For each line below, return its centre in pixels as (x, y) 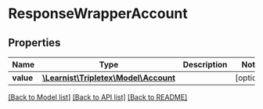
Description (205, 65)
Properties (34, 43)
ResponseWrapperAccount (98, 14)
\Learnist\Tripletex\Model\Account (109, 78)
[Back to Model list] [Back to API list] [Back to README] (98, 97)
